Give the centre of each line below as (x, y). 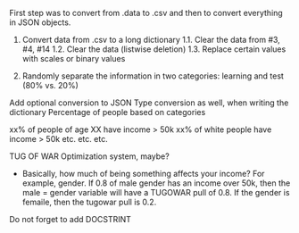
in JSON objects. (40, 22)
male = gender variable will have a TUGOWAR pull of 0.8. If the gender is (156, 192)
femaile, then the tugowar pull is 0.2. (89, 202)
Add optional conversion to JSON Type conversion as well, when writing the (149, 103)
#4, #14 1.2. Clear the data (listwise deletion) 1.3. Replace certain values (154, 49)
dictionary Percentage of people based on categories (108, 112)
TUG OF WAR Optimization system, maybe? (89, 156)
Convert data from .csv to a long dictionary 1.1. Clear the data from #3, (151, 40)
